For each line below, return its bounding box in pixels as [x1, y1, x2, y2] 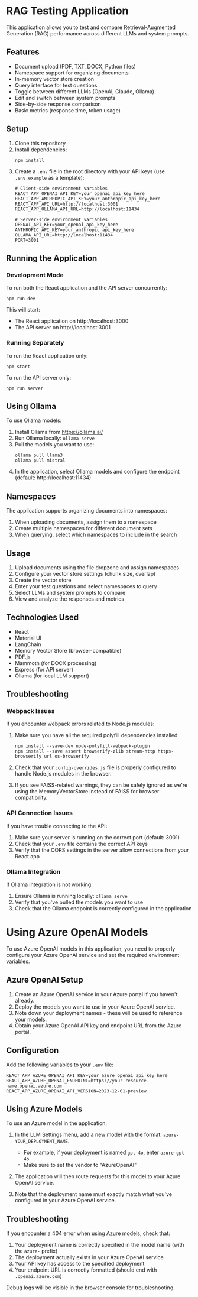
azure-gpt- [160, 1150, 187, 1156]
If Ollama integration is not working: [6, 881, 93, 888]
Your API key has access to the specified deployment [14, 1260, 145, 1267]
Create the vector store [14, 576, 72, 583]
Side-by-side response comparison [14, 100, 102, 108]
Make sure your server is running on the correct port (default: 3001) [14, 834, 180, 841]
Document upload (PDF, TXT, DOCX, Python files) [14, 63, 136, 70]
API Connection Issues [6, 809, 73, 817]
